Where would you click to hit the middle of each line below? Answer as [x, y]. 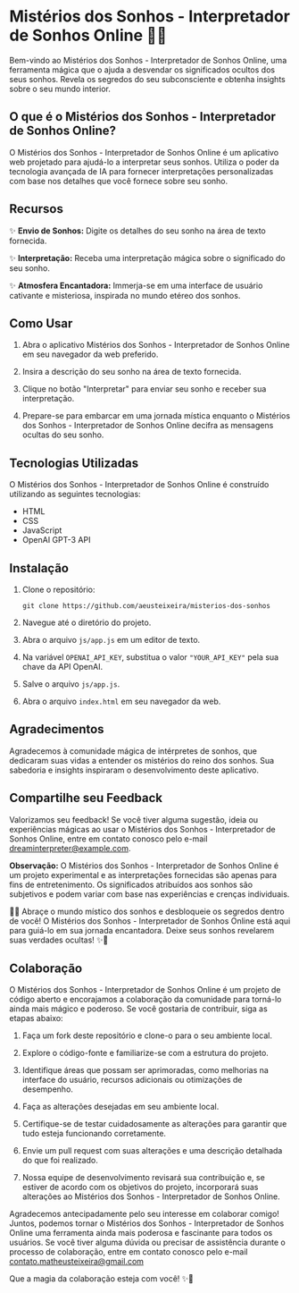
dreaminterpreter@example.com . [70, 848]
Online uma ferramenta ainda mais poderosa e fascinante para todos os [141, 1233]
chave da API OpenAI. [62, 667]
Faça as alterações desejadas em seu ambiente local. [120, 1107]
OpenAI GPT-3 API [56, 540]
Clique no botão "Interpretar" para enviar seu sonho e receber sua [144, 389]
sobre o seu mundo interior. [60, 89]
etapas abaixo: [37, 1018]
